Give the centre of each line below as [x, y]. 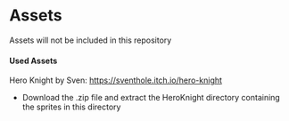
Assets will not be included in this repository [91, 40]
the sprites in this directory [71, 107]
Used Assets [33, 60]
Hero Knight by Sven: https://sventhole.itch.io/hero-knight [116, 80]
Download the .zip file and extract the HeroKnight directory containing [151, 98]
